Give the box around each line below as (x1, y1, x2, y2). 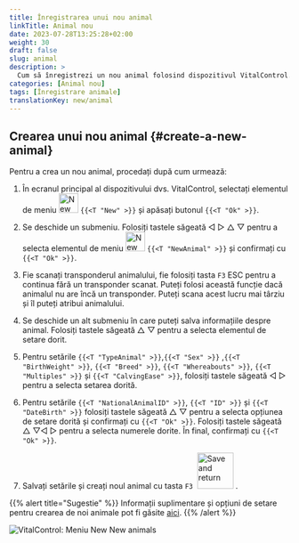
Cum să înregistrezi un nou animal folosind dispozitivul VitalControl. (17, 71, 293, 80)
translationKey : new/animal (9, 95, 114, 105)
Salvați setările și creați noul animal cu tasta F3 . (21, 481, 238, 491)
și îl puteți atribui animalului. (21, 298, 125, 309)
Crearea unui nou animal (9, 128, 149, 143)
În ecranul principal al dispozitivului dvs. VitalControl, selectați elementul (21, 183, 288, 194)
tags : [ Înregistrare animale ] (9, 87, 122, 96)
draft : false (9, 46, 58, 55)
